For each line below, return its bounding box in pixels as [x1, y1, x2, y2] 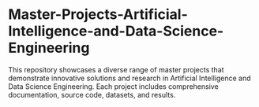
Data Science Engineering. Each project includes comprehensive [8, 81, 219, 91]
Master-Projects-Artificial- [8, 6, 188, 24]
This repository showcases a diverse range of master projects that [8, 65, 224, 74]
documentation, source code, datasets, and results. [8, 90, 176, 99]
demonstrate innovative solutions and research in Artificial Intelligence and [8, 73, 251, 83]
